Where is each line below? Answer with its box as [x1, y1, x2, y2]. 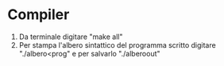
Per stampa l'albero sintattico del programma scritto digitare [18, 40, 216, 49]
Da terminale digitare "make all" [18, 32, 123, 41]
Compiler [7, 6, 70, 24]
